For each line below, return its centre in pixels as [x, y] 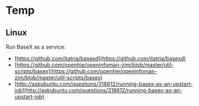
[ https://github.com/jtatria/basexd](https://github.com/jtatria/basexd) [100, 58]
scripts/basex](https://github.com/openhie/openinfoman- [86, 71]
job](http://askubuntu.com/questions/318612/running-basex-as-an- [98, 90]
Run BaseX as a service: [36, 47]
